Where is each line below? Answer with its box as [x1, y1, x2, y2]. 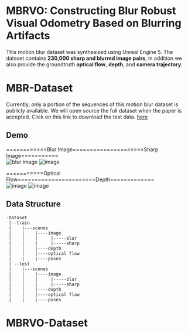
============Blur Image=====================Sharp [6, 145, 159, 153]
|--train [8, 220, 30, 226]
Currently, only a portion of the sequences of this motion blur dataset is [6, 101, 179, 108]
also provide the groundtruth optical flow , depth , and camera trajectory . [6, 60, 183, 68]
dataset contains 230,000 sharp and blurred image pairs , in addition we [6, 55, 183, 62]
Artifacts [6, 29, 50, 42]
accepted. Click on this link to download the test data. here [6, 113, 148, 120]
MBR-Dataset [6, 81, 73, 95]
